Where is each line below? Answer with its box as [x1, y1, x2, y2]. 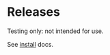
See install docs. [7, 40, 53, 48]
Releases [7, 4, 60, 20]
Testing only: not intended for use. [7, 27, 104, 35]
